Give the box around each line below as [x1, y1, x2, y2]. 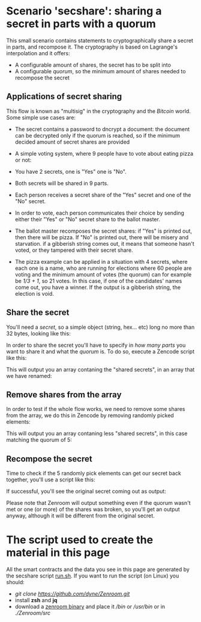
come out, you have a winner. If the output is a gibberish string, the [14, 284, 181, 291]
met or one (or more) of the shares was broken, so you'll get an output [6, 506, 180, 513]
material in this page [6, 546, 110, 559]
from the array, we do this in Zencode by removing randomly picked [6, 412, 174, 419]
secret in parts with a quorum [6, 17, 156, 31]
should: [6, 579, 25, 586]
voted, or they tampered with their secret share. [14, 246, 133, 254]
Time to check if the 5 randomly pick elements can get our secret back [6, 470, 181, 477]
